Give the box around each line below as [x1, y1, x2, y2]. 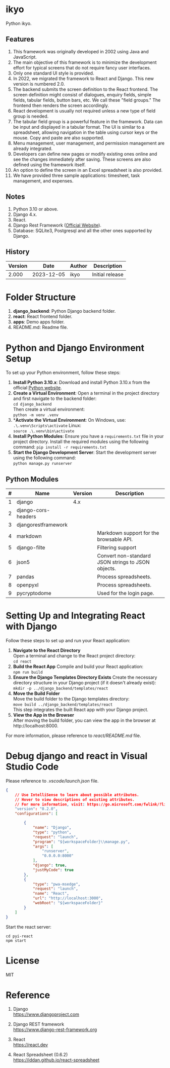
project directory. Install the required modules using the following [13, 438, 149, 445]
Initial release [92, 271, 124, 278]
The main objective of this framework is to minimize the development [13, 59, 157, 65]
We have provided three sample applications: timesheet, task [13, 172, 140, 178]
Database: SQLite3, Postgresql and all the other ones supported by [13, 227, 152, 234]
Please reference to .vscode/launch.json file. [6, 778, 99, 784]
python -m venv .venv [13, 413, 59, 418]
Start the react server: [6, 924, 52, 930]
